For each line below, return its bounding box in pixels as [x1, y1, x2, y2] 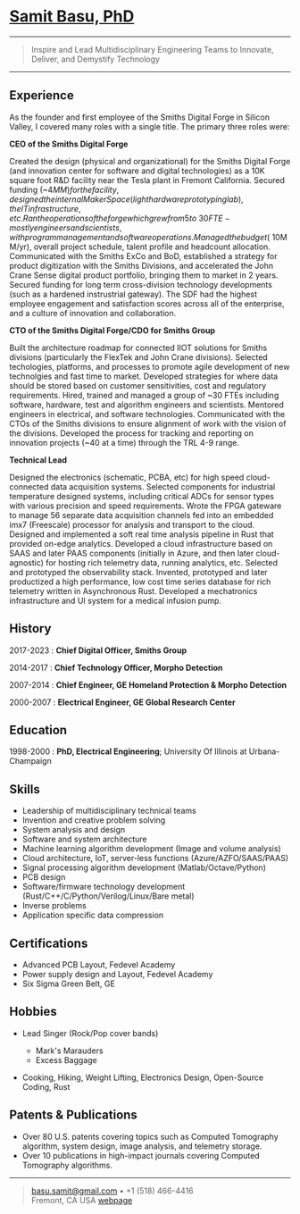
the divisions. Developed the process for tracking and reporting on [9, 427, 254, 439]
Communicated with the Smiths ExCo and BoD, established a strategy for [9, 250, 278, 261]
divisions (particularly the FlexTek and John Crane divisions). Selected [9, 351, 268, 363]
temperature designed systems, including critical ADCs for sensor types [9, 490, 275, 501]
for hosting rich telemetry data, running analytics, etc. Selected [46, 557, 279, 568]
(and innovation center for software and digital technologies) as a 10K [9, 165, 265, 176]
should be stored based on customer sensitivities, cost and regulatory [9, 380, 267, 390]
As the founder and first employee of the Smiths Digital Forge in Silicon [9, 112, 271, 122]
